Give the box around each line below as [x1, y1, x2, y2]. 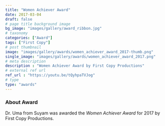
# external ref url [5, 68, 46, 73]
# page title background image [5, 21, 71, 27]
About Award [5, 98, 38, 105]
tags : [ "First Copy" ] [5, 40, 51, 45]
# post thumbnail [5, 45, 42, 50]
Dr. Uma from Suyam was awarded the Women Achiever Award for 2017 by [5, 110, 160, 116]
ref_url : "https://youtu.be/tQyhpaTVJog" [5, 73, 95, 78]
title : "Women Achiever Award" [5, 7, 71, 13]
